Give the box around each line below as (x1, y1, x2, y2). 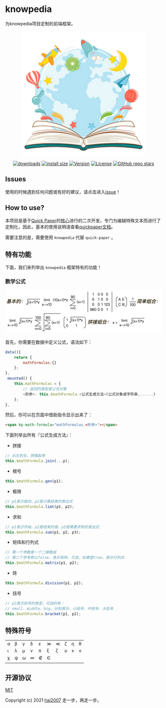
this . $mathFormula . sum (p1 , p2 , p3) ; (5, 530, 81, 534)
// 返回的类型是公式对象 (23, 386, 67, 391)
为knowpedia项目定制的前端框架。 (5, 20, 76, 26)
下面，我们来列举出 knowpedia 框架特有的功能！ (5, 264, 102, 270)
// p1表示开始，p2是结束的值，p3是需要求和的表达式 (5, 525, 99, 530)
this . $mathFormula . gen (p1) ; (5, 479, 64, 484)
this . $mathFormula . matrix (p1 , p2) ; (5, 560, 79, 565)
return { (14, 355, 32, 360)
